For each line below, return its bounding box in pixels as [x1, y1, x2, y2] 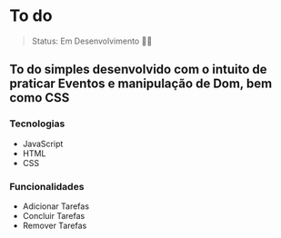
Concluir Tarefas [22, 210, 85, 221]
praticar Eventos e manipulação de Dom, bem [9, 76, 273, 92]
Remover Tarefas [22, 220, 87, 231]
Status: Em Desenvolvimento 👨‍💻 [31, 35, 153, 46]
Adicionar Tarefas [22, 201, 89, 212]
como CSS [9, 90, 70, 105]
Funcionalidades [9, 180, 85, 193]
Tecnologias [9, 117, 65, 130]
